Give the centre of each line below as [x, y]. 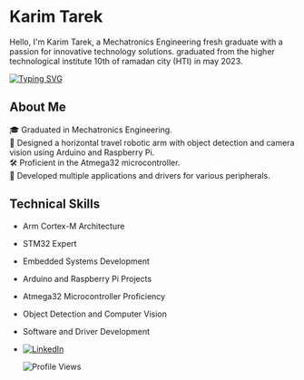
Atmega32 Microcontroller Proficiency [94, 296]
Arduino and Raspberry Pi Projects [87, 278]
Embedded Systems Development [86, 261]
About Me [38, 107]
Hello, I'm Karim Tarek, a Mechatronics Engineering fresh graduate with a [146, 42]
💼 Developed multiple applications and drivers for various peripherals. [140, 175]
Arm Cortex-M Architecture [74, 226]
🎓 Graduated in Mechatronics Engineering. [91, 130]
